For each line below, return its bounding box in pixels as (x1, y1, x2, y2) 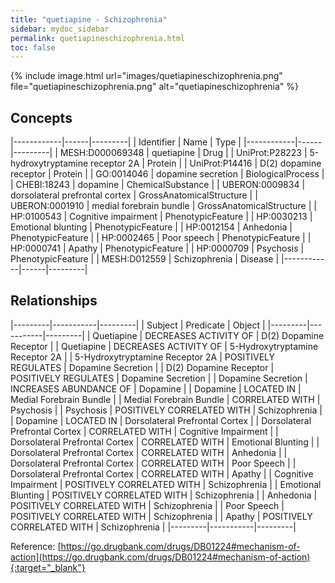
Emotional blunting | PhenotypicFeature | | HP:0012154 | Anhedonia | (10, 221, 293, 233)
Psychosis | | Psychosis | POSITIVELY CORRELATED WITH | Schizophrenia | (10, 404, 323, 416)
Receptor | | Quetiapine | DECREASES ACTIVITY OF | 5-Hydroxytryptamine (10, 340, 319, 352)
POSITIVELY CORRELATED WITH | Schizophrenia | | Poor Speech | (10, 499, 285, 511)
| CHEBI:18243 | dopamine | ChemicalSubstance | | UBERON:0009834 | (10, 179, 306, 191)
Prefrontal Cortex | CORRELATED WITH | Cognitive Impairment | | (10, 425, 279, 437)
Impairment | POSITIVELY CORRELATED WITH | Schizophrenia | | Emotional (10, 478, 322, 490)
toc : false (10, 42, 56, 53)
